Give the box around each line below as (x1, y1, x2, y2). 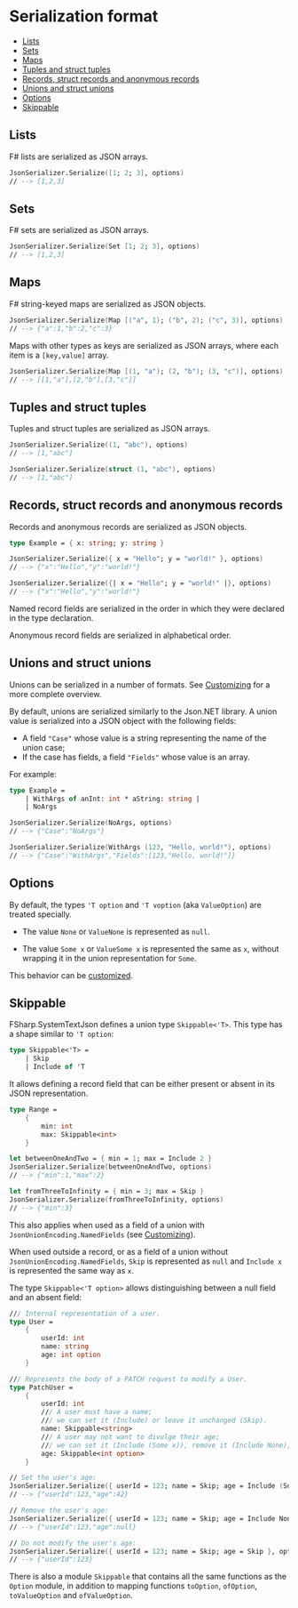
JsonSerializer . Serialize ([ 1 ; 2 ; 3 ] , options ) (9, 168, 184, 177)
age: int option (41, 1350, 101, 1360)
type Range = (9, 1105, 58, 1114)
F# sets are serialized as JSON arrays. (9, 225, 149, 236)
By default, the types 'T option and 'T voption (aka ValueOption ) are (9, 899, 262, 910)
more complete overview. (9, 688, 102, 699)
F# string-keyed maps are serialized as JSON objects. (9, 298, 207, 309)
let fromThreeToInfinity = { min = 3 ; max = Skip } (9, 1187, 204, 1196)
